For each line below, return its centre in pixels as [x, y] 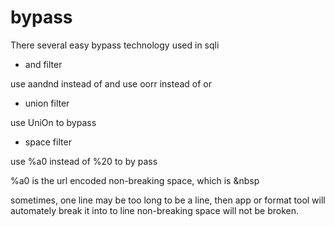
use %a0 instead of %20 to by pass [84, 161]
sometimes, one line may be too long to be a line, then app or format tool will [168, 200]
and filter [43, 64]
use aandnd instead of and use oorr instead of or [111, 83]
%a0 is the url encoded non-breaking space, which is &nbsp [135, 180]
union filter [47, 103]
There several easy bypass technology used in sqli [115, 45]
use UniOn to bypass [53, 122]
